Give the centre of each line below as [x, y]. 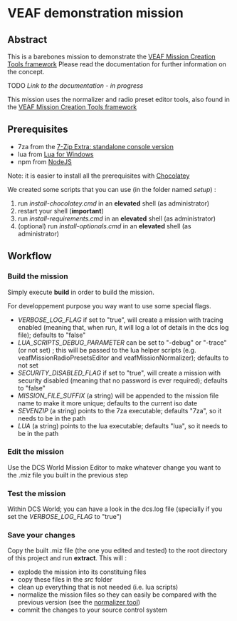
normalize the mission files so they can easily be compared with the [117, 595]
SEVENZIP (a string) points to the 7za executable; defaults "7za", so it [120, 410]
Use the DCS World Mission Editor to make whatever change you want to [114, 467]
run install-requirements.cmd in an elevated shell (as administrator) [116, 218]
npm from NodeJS [45, 161]
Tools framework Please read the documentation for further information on [117, 64]
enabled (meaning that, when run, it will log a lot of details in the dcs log [123, 327]
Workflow [30, 256]
